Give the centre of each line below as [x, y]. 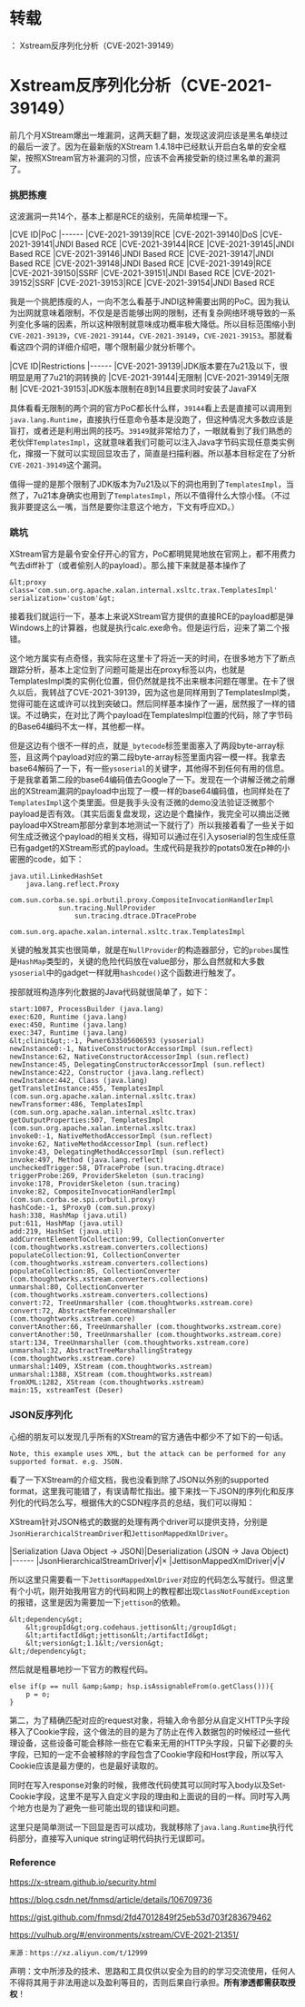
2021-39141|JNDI [42, 244]
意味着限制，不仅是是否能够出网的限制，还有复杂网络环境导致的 [160, 313]
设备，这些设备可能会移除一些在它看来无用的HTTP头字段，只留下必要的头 [155, 1743]
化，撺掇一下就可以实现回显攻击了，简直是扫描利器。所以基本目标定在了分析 [152, 454]
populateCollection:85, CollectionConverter [95, 1272]
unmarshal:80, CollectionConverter [77, 1287]
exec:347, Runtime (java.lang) [69, 1033]
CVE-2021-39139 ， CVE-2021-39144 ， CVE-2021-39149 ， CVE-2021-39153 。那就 [147, 336]
